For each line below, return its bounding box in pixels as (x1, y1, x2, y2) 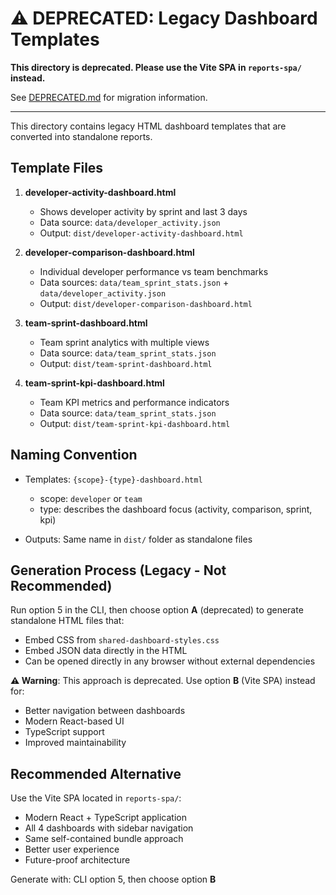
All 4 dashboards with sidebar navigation (24, 822, 194, 834)
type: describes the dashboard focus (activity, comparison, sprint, (39, 503, 313, 515)
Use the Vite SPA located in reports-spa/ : (10, 792, 182, 804)
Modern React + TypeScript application (24, 812, 188, 824)
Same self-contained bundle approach (24, 833, 184, 845)
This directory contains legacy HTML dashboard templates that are (10, 120, 287, 132)
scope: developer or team (39, 492, 143, 504)
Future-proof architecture (24, 854, 131, 866)
